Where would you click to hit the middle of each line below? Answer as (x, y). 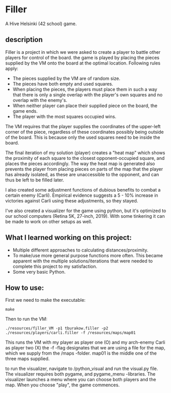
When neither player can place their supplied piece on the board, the (85, 106)
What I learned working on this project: (68, 237)
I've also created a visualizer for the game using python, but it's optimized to (86, 211)
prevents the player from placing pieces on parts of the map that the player (84, 169)
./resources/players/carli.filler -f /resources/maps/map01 (71, 333)
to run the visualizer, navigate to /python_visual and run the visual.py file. (82, 369)
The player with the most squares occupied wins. (64, 116)
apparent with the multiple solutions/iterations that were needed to (83, 261)
